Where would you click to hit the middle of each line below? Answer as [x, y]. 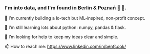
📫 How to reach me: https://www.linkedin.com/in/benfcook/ [65, 47]
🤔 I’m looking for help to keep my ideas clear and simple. [62, 37]
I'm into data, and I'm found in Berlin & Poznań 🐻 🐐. [65, 8]
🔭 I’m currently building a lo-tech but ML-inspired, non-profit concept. [75, 18]
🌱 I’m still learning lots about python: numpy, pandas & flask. [65, 27]
